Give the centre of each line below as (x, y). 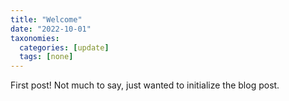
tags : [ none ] (46, 57)
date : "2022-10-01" (51, 29)
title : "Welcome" (46, 19)
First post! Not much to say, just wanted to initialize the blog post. (145, 85)
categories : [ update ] (64, 47)
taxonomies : (35, 38)
